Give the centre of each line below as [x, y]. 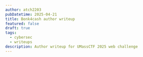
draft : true [18, 28]
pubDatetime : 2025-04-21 [31, 14]
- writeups [21, 42]
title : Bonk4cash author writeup [40, 19]
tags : [11, 33]
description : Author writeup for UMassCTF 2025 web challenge [71, 47]
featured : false [22, 24]
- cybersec [21, 38]
